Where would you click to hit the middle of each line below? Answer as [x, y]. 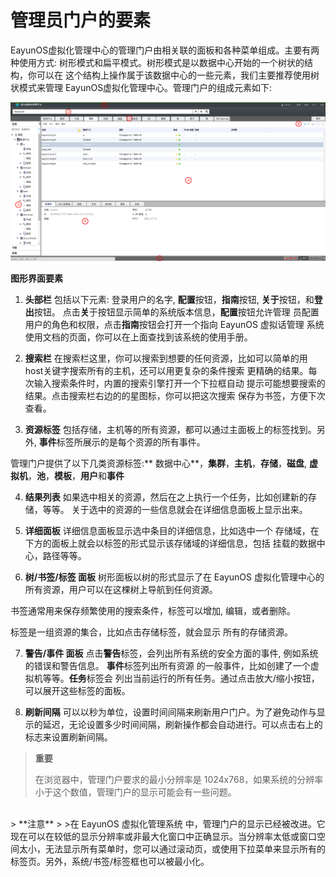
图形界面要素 [36, 278]
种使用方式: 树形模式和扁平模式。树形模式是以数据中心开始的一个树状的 [157, 62]
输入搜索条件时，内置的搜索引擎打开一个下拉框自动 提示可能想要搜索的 [179, 383]
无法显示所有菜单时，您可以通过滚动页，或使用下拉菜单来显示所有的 [185, 848]
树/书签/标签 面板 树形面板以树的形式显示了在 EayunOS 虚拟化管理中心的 [174, 577]
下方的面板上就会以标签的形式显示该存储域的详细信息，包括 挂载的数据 [170, 543]
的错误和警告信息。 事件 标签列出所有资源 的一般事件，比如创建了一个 [167, 665]
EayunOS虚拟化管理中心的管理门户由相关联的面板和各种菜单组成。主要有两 [165, 50]
